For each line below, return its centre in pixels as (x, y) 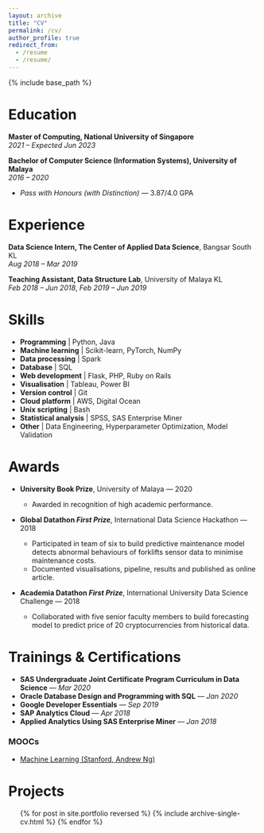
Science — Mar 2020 (55, 688)
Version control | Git (54, 392)
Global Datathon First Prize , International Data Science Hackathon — (134, 519)
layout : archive (35, 15)
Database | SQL (46, 367)
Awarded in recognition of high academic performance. (122, 504)
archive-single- (215, 813)
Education (43, 115)
